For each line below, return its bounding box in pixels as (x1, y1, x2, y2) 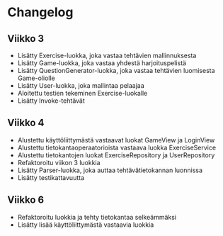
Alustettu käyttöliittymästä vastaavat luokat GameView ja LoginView (17, 135, 215, 144)
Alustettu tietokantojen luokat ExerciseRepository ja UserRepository (17, 150, 215, 159)
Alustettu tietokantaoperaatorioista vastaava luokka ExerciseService (17, 143, 217, 152)
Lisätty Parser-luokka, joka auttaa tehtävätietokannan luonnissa (17, 166, 203, 174)
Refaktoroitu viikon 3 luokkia (17, 158, 101, 167)
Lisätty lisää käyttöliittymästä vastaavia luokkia (17, 220, 154, 229)
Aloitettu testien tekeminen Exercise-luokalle (17, 89, 148, 97)
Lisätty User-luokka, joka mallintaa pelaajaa (17, 82, 145, 89)
